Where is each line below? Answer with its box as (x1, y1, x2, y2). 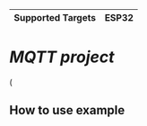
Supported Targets (13, 12, 97, 23)
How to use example (9, 103, 125, 118)
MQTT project (9, 47, 115, 67)
